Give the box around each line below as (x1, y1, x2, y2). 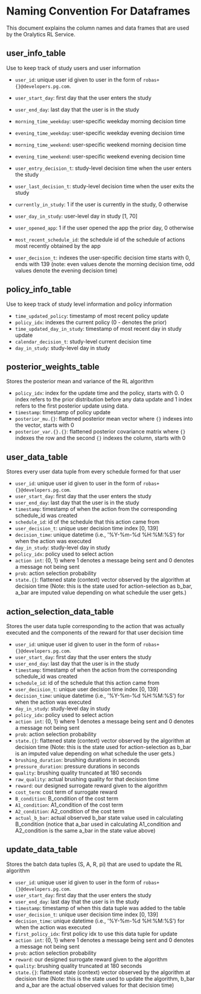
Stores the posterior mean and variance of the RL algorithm (6, 378, 154, 385)
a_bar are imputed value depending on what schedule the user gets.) (14, 589, 187, 596)
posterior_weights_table (6, 362, 100, 372)
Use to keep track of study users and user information (6, 64, 141, 71)
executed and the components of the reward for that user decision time (6, 629, 184, 636)
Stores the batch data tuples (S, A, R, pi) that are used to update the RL (6, 860, 183, 868)
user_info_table (6, 48, 66, 59)
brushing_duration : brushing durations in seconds (14, 756, 140, 763)
